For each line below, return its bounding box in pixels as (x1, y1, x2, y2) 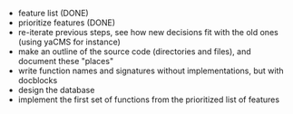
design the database (17, 85, 95, 95)
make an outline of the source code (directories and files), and (17, 46, 251, 57)
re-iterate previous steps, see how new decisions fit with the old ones (17, 27, 278, 37)
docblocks (17, 75, 58, 85)
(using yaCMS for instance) (17, 36, 121, 47)
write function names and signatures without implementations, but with (17, 65, 284, 76)
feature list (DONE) (17, 8, 89, 18)
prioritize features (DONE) (17, 17, 116, 28)
